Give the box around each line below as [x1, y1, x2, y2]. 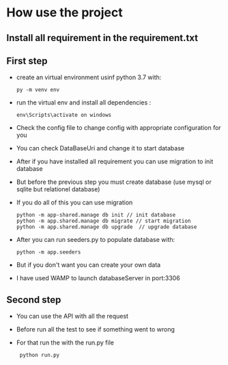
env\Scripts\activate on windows [16, 111, 112, 119]
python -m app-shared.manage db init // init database [16, 212, 176, 219]
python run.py [19, 352, 60, 359]
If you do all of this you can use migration [16, 198, 133, 206]
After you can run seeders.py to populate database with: [16, 236, 175, 244]
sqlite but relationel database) [16, 185, 100, 193]
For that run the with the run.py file [16, 338, 114, 347]
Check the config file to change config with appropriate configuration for [16, 124, 221, 132]
